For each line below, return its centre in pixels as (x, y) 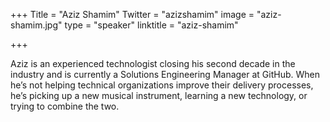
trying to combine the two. (65, 106)
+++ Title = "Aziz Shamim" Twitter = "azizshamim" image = (132, 14)
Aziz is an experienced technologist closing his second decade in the (153, 63)
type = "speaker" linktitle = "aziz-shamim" (151, 25)
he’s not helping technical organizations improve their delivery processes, (162, 85)
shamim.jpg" (36, 25)
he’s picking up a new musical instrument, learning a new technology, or (159, 95)
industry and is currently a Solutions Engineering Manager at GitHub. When (165, 74)
